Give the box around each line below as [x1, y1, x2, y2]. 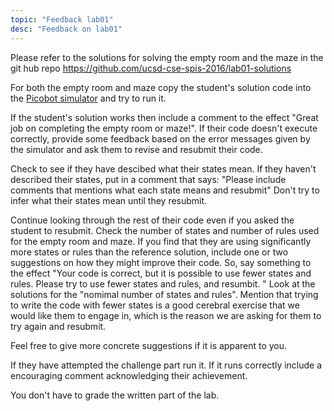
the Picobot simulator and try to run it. [10, 92, 167, 104]
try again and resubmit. [10, 320, 107, 332]
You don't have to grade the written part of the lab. [10, 389, 220, 401]
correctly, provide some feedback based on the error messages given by [10, 132, 311, 145]
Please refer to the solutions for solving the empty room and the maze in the [10, 51, 324, 63]
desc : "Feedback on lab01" [10, 24, 123, 34]
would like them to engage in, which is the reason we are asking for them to [10, 309, 322, 321]
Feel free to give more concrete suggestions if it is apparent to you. [10, 339, 288, 351]
